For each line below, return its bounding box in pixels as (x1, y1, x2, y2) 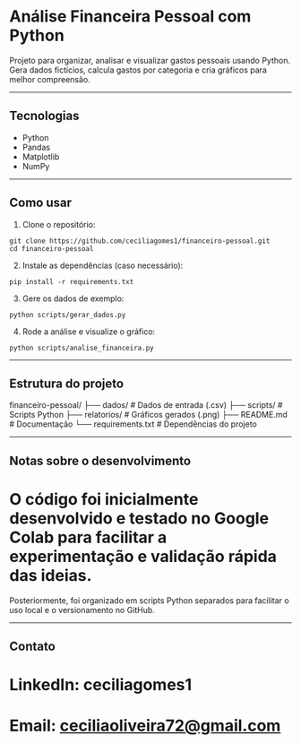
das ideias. (9, 565, 92, 585)
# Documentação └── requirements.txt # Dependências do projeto (9, 419, 257, 429)
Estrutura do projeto (9, 376, 124, 391)
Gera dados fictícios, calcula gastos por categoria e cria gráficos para (9, 65, 267, 75)
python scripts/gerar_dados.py (9, 310, 126, 319)
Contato (9, 639, 56, 654)
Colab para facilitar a (9, 527, 168, 548)
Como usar (9, 195, 73, 211)
